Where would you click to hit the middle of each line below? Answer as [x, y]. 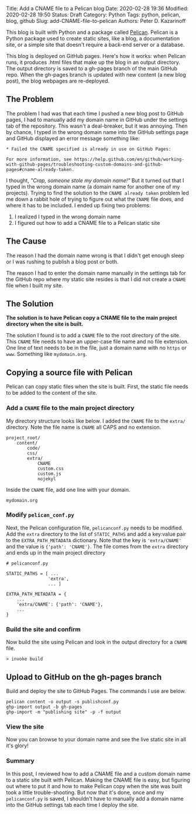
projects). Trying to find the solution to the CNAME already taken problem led [97, 193]
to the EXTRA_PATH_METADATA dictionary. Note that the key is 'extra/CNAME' [94, 540]
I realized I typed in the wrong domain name [68, 217]
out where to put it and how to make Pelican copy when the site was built [94, 786]
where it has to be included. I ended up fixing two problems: [78, 205]
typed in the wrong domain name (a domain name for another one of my [93, 186]
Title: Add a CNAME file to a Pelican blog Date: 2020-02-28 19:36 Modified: [97, 8]
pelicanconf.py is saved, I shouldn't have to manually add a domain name [95, 798]
